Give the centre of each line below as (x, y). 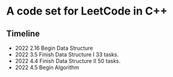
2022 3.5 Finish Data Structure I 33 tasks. (67, 55)
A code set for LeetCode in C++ (87, 11)
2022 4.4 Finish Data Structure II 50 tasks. (68, 61)
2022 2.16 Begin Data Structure (54, 48)
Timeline (23, 34)
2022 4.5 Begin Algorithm (47, 67)
